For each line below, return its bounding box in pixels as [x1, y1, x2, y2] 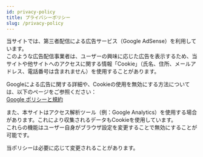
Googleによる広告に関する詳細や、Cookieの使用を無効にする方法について [6, 81, 190, 88]
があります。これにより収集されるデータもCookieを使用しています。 [6, 116, 177, 124]
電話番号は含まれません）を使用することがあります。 [27, 68, 160, 75]
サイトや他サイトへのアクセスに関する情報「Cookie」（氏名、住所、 [6, 60, 175, 67]
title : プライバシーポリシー [6, 15, 71, 21]
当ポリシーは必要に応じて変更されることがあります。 [6, 144, 139, 152]
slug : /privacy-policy [6, 20, 64, 26]
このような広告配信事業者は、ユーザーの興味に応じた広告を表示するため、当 [6, 53, 198, 60]
